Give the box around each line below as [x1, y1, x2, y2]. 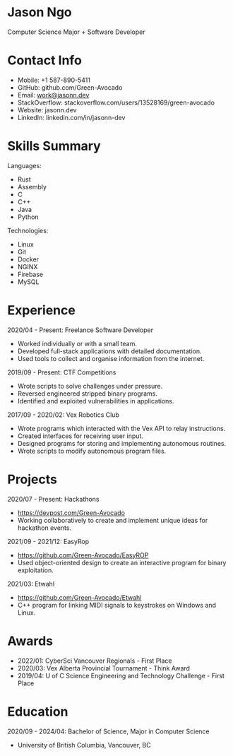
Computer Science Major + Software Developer [7, 28, 146, 36]
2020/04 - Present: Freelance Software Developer [7, 326, 154, 334]
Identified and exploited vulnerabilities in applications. [17, 396, 174, 405]
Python [17, 213, 39, 221]
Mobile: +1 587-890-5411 [17, 76, 90, 84]
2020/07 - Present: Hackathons [7, 495, 100, 503]
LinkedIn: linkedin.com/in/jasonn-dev [17, 113, 126, 122]
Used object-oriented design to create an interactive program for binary [17, 558, 227, 567]
